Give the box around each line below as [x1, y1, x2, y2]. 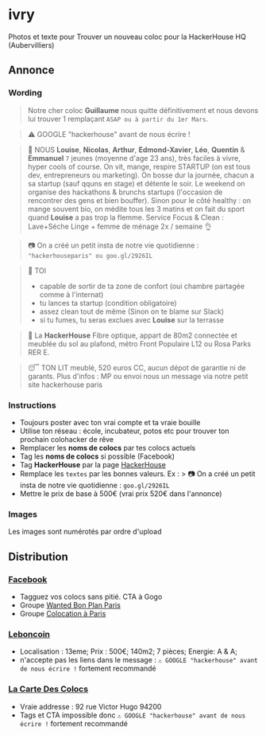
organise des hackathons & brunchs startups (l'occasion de [27, 187, 223, 197]
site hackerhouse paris [27, 380, 103, 389]
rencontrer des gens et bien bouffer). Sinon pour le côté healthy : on [27, 195, 252, 205]
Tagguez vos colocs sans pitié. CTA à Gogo [19, 592, 163, 601]
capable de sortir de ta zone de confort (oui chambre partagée [39, 281, 245, 291]
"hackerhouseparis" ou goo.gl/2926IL [27, 252, 153, 260]
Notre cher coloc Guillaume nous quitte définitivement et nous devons [27, 105, 259, 115]
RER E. [27, 347, 50, 357]
